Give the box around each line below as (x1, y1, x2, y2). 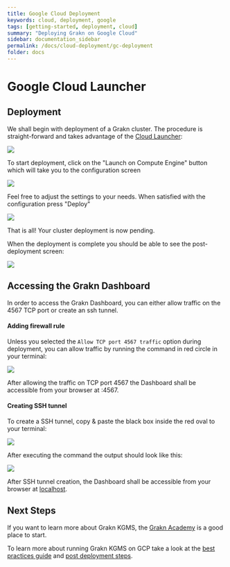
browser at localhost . (7, 485, 68, 493)
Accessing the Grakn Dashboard (7, 280, 150, 292)
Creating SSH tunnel (7, 402, 67, 410)
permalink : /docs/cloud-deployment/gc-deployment (7, 42, 154, 49)
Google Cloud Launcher (7, 79, 147, 94)
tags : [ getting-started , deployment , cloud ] (7, 23, 138, 30)
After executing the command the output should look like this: (7, 451, 183, 459)
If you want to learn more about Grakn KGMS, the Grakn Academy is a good (7, 523, 224, 532)
